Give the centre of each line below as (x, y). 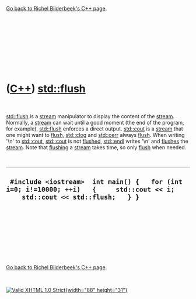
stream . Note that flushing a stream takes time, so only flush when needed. (96, 147)
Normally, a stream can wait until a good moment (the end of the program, (95, 122)
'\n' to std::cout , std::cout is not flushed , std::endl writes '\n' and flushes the (97, 141)
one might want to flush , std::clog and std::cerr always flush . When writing (95, 135)
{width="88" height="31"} (96, 290)
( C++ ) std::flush (46, 89)
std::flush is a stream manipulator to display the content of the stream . (90, 116)
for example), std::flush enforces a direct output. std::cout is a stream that (95, 129)
